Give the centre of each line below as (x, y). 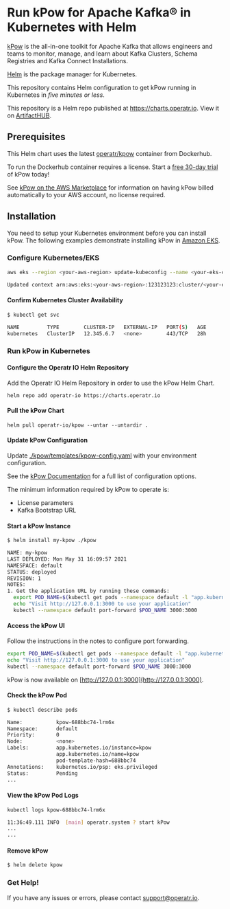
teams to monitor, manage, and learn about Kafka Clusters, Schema (102, 54)
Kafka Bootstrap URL (47, 510)
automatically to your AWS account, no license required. (86, 194)
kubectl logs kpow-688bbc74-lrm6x (56, 810)
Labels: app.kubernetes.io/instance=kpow (79, 748)
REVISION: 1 (24, 579)
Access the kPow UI (36, 626)
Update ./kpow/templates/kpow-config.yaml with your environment (102, 456)
